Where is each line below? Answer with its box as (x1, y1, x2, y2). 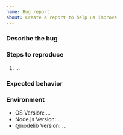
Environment (6, 95, 45, 104)
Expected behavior (6, 79, 63, 87)
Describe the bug (6, 34, 58, 43)
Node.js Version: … (14, 115, 63, 122)
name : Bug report (6, 8, 50, 15)
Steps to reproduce (6, 51, 64, 59)
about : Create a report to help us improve (6, 14, 118, 20)
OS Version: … (14, 109, 51, 116)
